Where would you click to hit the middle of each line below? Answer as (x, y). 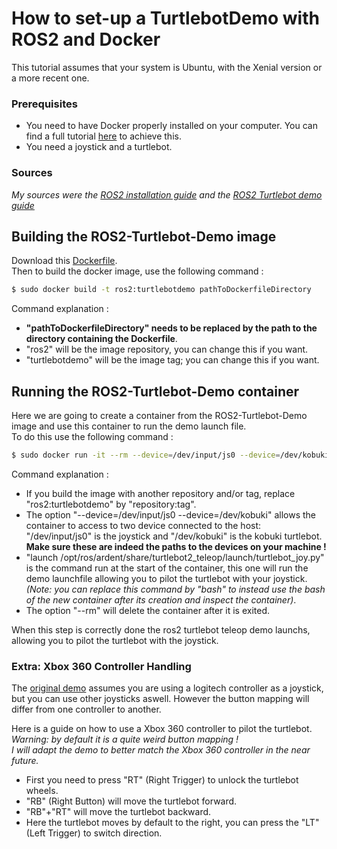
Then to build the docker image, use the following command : (137, 271)
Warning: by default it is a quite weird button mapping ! (125, 739)
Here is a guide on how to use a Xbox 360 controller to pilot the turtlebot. (162, 729)
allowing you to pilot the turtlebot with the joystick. (115, 640)
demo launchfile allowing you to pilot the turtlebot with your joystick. (166, 578)
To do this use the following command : (92, 437)
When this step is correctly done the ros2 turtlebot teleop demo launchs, (161, 629)
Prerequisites (44, 104)
